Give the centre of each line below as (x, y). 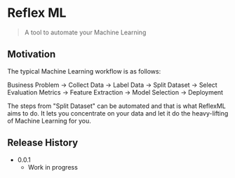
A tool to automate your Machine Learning (85, 32)
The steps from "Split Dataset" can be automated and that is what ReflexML (116, 106)
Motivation (32, 54)
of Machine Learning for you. (49, 121)
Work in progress (53, 167)
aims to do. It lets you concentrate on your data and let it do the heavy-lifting (118, 113)
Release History (43, 143)
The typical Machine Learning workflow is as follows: (84, 71)
